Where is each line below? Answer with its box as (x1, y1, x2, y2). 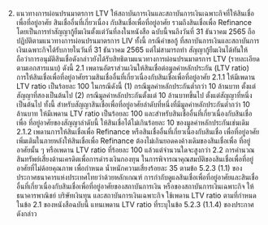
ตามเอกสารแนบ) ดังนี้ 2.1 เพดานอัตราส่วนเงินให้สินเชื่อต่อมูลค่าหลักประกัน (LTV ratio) (15, 63, 250, 73)
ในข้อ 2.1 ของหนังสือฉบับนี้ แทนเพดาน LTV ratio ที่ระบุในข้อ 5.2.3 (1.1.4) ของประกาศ (15, 200, 254, 209)
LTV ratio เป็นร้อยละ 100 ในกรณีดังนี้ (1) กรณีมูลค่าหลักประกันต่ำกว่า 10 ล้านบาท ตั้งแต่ (15, 82, 256, 91)
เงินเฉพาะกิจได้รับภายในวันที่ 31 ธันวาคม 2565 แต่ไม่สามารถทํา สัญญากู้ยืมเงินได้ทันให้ (15, 45, 249, 54)
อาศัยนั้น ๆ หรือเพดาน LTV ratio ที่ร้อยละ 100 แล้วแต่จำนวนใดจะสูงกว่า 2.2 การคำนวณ (15, 145, 255, 155)
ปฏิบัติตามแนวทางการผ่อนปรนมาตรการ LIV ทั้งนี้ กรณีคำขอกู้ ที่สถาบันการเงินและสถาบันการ (15, 36, 260, 45)
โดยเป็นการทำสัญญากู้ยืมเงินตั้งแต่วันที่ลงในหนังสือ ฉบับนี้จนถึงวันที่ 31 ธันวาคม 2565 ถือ (15, 27, 256, 36)
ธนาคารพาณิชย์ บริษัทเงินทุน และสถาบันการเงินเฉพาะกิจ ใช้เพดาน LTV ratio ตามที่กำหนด (15, 191, 257, 200)
